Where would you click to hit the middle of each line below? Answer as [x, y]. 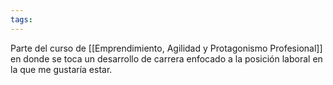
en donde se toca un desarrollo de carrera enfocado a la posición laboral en [166, 58]
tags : [21, 19]
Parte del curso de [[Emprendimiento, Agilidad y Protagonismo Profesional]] [166, 48]
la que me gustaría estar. [61, 69]
